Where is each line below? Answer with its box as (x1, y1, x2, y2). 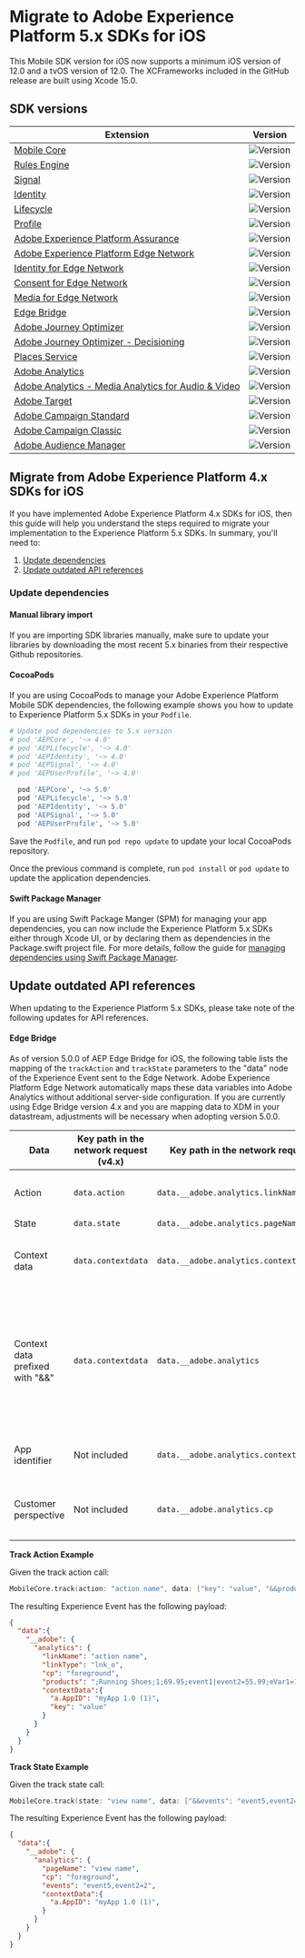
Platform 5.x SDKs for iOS (9, 25, 207, 46)
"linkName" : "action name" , (42, 1652, 148, 1661)
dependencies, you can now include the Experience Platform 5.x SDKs (9, 923, 273, 934)
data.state (73, 1218, 121, 1228)
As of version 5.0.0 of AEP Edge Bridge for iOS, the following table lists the (9, 1053, 289, 1063)
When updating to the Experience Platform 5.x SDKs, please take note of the (9, 1002, 295, 1014)
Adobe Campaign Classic (14, 424, 123, 437)
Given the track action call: (9, 1567, 110, 1577)
